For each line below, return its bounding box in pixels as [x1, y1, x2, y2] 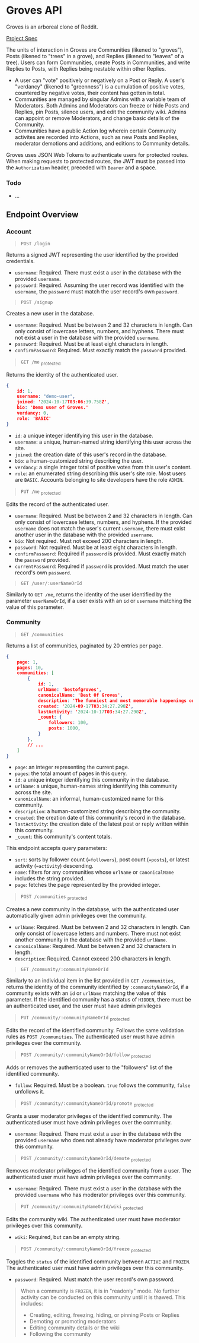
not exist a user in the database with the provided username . [14, 334, 160, 341]
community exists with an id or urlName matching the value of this [6, 990, 166, 997]
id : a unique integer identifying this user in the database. [14, 432, 153, 439]
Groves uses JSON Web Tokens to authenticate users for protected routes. [6, 151, 189, 158]
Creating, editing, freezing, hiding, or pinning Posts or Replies [29, 1312, 179, 1319]
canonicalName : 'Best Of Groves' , [37, 692, 123, 698]
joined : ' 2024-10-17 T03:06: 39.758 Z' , [17, 399, 110, 405]
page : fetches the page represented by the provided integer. [14, 881, 161, 889]
